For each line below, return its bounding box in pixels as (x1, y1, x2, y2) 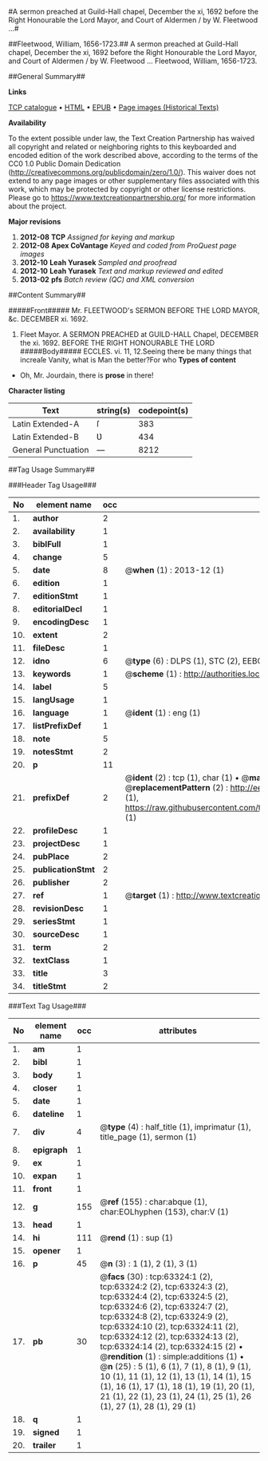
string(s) (97, 405, 131, 416)
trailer (33, 1440, 57, 1451)
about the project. (8, 201, 67, 211)
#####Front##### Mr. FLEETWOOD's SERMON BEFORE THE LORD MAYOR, (8, 306, 260, 315)
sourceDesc (33, 929, 80, 940)
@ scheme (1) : (124, 668, 182, 679)
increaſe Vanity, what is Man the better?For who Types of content (19, 355, 237, 364)
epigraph (33, 1145, 68, 1155)
